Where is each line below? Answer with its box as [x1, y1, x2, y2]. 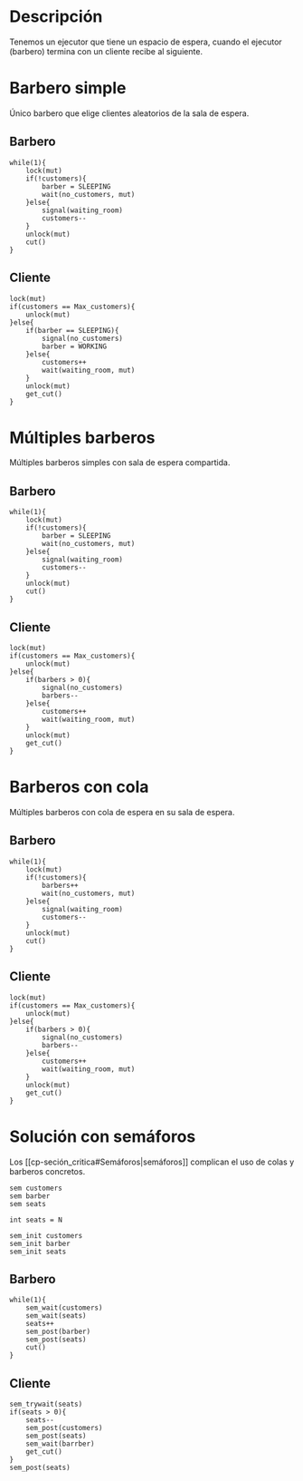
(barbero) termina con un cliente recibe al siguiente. [9, 45, 204, 56]
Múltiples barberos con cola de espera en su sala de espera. [9, 807, 235, 817]
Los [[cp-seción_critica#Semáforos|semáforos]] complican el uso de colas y [9, 1156, 295, 1167]
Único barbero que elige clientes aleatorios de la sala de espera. [9, 107, 250, 119]
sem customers [9, 1184, 63, 1193]
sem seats [9, 1199, 47, 1208]
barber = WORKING [42, 342, 107, 351]
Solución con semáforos [9, 1126, 196, 1146]
